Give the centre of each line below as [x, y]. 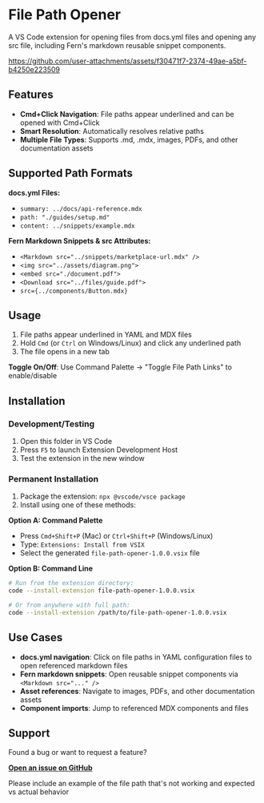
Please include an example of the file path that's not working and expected [132, 784]
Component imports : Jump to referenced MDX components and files [134, 708]
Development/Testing [51, 424]
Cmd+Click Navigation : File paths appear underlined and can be [127, 114]
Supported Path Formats [71, 174]
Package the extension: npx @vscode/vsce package [102, 496]
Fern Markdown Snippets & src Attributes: [80, 240]
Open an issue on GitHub [51, 768]
